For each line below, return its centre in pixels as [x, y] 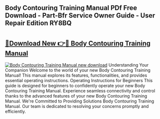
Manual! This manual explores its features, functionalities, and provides [76, 75]
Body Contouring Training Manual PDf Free [71, 8]
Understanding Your [128, 65]
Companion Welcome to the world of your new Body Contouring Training [78, 70]
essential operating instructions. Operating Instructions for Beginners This [79, 80]
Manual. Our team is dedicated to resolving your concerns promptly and [77, 106]
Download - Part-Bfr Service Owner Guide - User [80, 16]
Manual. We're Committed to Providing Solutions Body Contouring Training [80, 101]
